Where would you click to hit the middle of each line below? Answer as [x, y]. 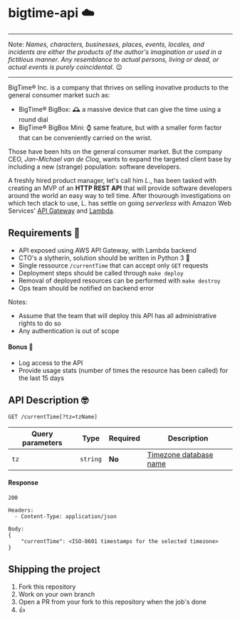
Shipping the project [54, 569]
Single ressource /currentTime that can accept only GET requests [113, 265]
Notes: [18, 302]
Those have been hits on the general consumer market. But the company [115, 151]
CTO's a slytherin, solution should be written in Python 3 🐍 [104, 258]
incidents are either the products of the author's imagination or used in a [115, 52]
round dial [33, 119]
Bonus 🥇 [21, 347]
